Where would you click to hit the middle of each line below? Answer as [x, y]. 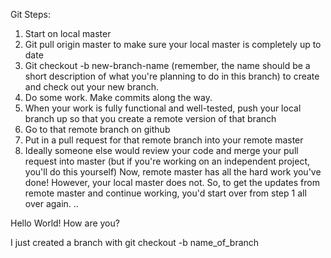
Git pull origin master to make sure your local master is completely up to [173, 44]
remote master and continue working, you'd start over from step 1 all [165, 193]
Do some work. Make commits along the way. [118, 97]
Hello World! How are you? [65, 223]
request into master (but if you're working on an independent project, [167, 161]
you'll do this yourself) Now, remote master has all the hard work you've [173, 172]
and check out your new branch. [92, 87]
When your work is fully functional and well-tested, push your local [163, 108]
